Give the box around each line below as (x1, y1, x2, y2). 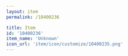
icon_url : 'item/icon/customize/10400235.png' (6, 41, 123, 47)
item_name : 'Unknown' (6, 36, 60, 42)
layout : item (6, 8, 39, 15)
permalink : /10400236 (6, 14, 60, 20)
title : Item (6, 25, 36, 31)
